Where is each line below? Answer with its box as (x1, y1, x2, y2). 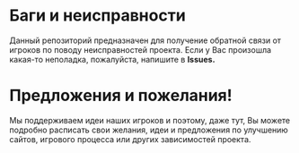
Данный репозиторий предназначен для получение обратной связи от (9, 35, 281, 46)
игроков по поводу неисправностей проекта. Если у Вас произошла (9, 44, 272, 55)
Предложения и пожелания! (9, 86, 233, 106)
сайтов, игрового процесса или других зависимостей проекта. (9, 133, 251, 144)
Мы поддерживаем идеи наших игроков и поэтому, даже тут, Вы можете (9, 115, 290, 125)
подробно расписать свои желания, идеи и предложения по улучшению (9, 124, 289, 135)
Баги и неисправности (9, 5, 186, 26)
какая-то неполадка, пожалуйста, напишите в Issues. (9, 54, 215, 64)
